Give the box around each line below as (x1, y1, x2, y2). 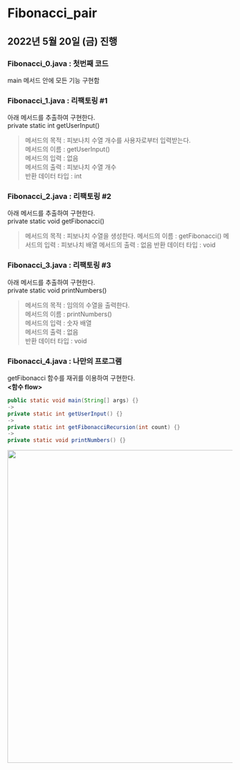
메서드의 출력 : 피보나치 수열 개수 (24, 163, 116, 172)
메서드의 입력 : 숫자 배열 (24, 318, 92, 327)
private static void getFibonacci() (7, 217, 105, 226)
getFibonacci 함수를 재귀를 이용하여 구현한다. (7, 374, 136, 382)
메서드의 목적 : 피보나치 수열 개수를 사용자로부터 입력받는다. (24, 136, 191, 144)
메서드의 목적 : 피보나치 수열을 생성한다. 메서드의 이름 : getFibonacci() (24, 232, 222, 240)
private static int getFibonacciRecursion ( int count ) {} (7, 423, 181, 430)
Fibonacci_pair (7, 5, 98, 21)
